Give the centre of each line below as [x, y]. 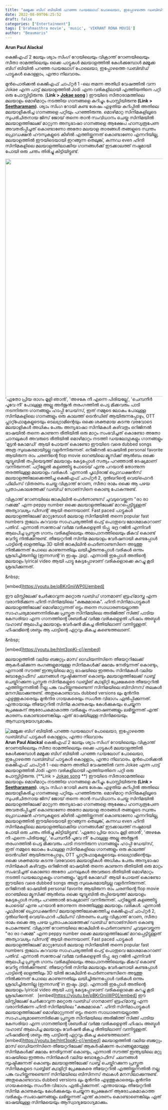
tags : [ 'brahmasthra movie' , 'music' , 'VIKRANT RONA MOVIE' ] [70, 28]
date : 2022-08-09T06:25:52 [33, 14]
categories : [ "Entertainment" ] [38, 24]
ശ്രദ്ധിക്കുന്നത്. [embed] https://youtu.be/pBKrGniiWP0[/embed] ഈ [75, 995]
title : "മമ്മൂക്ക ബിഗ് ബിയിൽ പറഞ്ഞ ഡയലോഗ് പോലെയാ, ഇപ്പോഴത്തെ [75, 10]
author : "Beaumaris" [27, 33]
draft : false [19, 19]
